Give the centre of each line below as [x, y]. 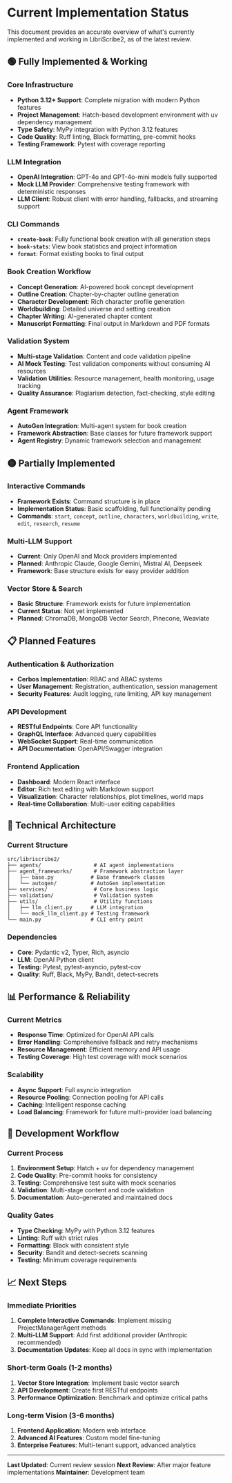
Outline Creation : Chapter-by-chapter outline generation [98, 294]
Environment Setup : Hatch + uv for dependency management [106, 1168]
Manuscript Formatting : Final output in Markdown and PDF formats [114, 323]
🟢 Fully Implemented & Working [78, 62]
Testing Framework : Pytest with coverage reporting [91, 144]
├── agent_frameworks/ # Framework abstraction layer [96, 871]
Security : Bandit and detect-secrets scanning [82, 1252]
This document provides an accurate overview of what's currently [101, 32]
